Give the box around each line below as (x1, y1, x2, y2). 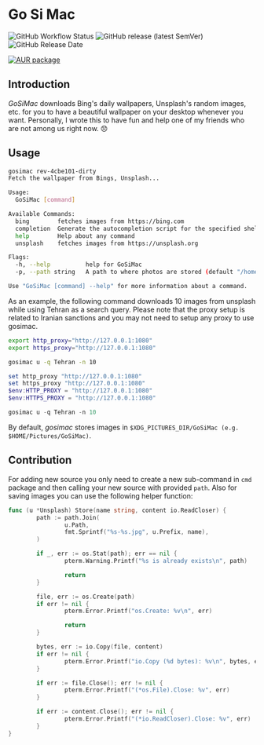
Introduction (8, 78, 71, 91)
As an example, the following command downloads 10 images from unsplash (8, 296, 256, 305)
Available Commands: (8, 210, 76, 218)
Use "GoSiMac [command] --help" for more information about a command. (8, 283, 247, 290)
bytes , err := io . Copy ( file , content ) (36, 643, 163, 651)
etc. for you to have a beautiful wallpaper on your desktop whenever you (8, 107, 244, 116)
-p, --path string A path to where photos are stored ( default (15, 268, 234, 276)
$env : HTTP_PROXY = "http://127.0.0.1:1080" (8, 387, 153, 395)
